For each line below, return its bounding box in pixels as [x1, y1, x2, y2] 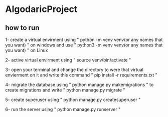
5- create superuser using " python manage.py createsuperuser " [5, 96, 141, 102]
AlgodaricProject [5, 3, 78, 15]
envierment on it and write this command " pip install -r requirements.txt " [5, 72, 158, 78]
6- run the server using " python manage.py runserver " [5, 106, 121, 112]
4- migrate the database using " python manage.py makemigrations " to [5, 81, 154, 87]
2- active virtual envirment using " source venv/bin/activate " [5, 57, 131, 63]
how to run [5, 23, 40, 32]
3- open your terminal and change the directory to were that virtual [5, 66, 144, 72]
